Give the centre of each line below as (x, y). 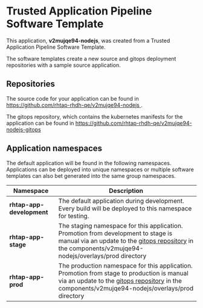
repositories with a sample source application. (63, 65)
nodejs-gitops (24, 129)
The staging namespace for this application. (121, 225)
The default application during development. (121, 201)
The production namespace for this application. (126, 265)
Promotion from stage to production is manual (123, 273)
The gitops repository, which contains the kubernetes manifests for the (95, 116)
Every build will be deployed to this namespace (125, 208)
